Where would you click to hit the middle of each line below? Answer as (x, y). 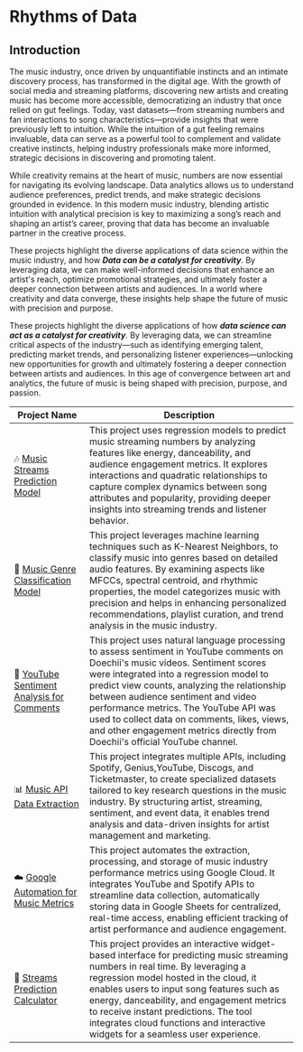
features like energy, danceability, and (170, 453)
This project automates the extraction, (170, 850)
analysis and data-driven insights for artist (179, 824)
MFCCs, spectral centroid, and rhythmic (174, 580)
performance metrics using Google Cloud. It (182, 873)
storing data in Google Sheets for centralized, (185, 907)
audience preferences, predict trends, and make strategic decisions (135, 195)
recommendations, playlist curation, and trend (186, 614)
